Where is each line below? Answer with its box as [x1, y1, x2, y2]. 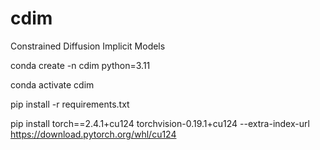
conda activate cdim [10, 78, 95, 91]
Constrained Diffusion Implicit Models [10, 40, 166, 52]
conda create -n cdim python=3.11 [10, 59, 151, 71]
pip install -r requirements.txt [10, 98, 130, 110]
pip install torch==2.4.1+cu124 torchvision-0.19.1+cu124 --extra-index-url [10, 117, 310, 129]
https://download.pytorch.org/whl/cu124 [10, 128, 177, 140]
